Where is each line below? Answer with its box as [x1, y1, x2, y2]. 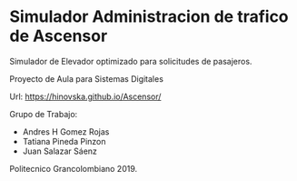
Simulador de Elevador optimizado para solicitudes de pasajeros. [9, 55, 252, 66]
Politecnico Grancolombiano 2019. [9, 163, 138, 174]
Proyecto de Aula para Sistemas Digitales [9, 73, 163, 84]
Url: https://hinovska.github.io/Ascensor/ [9, 91, 162, 102]
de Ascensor [9, 25, 108, 46]
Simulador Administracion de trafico [9, 6, 289, 27]
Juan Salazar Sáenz [22, 146, 98, 156]
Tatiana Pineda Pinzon [22, 136, 106, 146]
